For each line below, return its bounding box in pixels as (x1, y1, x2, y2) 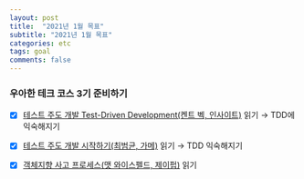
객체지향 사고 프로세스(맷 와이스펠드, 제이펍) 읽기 (22, 160, 198, 171)
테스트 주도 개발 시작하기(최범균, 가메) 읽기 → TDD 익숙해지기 (22, 140, 244, 151)
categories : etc (9, 38, 71, 48)
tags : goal (9, 47, 51, 56)
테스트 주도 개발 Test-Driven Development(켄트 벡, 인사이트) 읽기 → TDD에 (22, 110, 295, 121)
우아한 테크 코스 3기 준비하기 (9, 87, 128, 100)
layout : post (9, 13, 59, 23)
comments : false (9, 55, 71, 65)
